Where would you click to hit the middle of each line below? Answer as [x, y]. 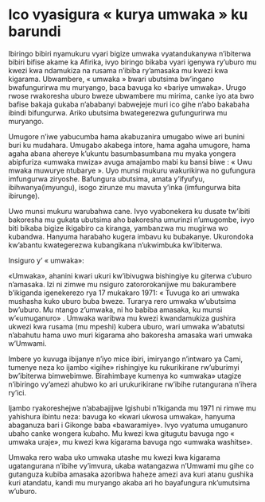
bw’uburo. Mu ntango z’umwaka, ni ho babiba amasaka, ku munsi [115, 309]
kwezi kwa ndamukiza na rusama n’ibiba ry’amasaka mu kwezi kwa [118, 70]
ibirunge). [24, 196]
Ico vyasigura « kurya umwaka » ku [128, 15]
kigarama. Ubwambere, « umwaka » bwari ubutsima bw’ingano [111, 79]
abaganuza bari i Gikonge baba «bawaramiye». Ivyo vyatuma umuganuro [128, 425]
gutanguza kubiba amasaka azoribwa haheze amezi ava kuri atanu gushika [131, 474]
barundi [35, 31]
